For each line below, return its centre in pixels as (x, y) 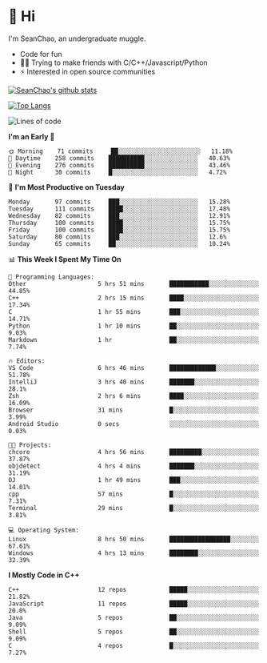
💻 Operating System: (44, 530)
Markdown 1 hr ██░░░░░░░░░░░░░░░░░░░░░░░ (134, 340)
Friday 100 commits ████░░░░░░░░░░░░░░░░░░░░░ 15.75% (119, 230)
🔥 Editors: (27, 361)
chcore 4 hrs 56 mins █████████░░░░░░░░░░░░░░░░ (134, 452)
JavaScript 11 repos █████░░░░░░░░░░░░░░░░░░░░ (134, 604)
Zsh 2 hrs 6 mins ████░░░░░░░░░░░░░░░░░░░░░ (134, 396)
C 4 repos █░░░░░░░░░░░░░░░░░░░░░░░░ (134, 645)
